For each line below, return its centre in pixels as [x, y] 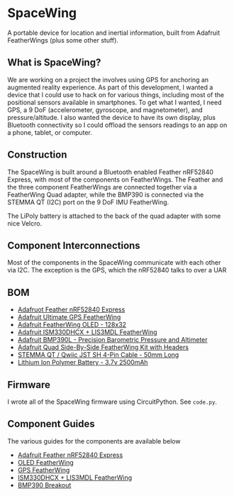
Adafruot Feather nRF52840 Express [71, 309]
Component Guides [51, 424]
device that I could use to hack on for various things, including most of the [116, 94]
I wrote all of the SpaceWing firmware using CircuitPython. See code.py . [112, 402]
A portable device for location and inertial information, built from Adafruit [114, 33]
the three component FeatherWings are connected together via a [102, 187]
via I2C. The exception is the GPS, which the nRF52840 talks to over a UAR [117, 270]
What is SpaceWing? [54, 63]
